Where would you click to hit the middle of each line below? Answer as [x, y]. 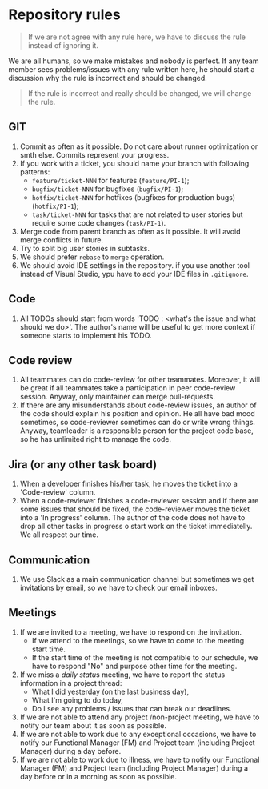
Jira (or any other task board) [83, 465]
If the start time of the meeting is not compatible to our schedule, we [145, 657]
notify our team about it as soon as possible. [93, 725]
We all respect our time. [59, 535]
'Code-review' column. [58, 492]
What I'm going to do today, [78, 700]
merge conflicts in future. [62, 240]
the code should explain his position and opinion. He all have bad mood [138, 414]
